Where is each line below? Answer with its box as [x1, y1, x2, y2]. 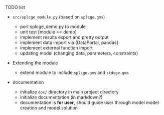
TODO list [5, 4, 25, 10]
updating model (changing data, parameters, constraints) [20, 50, 138, 56]
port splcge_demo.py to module [20, 23, 86, 29]
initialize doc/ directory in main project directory [20, 89, 119, 94]
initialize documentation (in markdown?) [20, 94, 103, 100]
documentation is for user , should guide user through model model [20, 99, 159, 105]
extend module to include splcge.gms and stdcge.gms [20, 69, 129, 75]
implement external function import [20, 45, 93, 50]
